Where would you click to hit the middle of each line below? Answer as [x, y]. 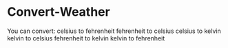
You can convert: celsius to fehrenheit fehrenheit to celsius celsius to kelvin [114, 31]
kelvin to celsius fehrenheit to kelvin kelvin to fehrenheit [86, 38]
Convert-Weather [59, 12]
